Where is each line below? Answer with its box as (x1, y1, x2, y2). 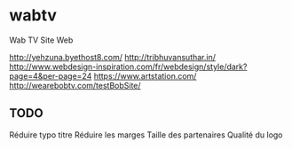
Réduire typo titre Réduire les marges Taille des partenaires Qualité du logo (9, 129, 283, 140)
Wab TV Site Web (9, 35, 74, 45)
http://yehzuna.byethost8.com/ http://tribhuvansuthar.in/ (9, 51, 216, 62)
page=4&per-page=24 (9, 70, 92, 81)
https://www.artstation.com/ (93, 70, 197, 81)
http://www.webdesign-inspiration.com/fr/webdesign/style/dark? (9, 61, 248, 72)
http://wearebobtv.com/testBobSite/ (9, 80, 141, 90)
